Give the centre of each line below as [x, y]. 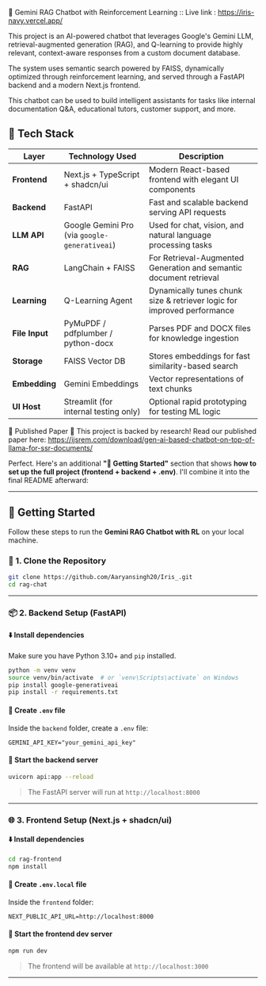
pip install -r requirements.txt [63, 693]
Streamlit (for [88, 401]
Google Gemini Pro [99, 224]
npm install [28, 866]
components [173, 189]
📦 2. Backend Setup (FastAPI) [67, 612]
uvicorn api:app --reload [51, 777]
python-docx [89, 343]
